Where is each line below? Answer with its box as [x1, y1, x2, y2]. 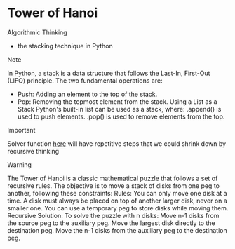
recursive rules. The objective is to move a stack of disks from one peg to [7, 181, 220, 190]
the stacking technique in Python [17, 41, 114, 50]
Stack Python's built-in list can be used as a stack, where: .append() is [17, 105, 222, 113]
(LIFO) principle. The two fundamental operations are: [7, 76, 163, 85]
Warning [7, 160, 32, 169]
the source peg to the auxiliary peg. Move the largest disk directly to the [7, 219, 215, 227]
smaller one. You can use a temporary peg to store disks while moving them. [7, 203, 229, 212]
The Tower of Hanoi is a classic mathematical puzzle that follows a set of [7, 174, 218, 182]
